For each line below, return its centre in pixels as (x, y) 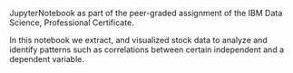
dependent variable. (47, 59)
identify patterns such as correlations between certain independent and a (147, 50)
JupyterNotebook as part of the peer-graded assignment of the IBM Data (146, 13)
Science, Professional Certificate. (72, 23)
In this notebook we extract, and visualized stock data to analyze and (138, 40)
